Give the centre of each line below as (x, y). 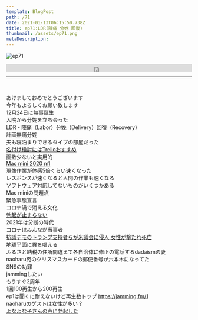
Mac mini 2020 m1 (28, 164)
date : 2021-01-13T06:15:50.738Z (46, 22)
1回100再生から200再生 (34, 289)
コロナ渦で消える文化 (32, 207)
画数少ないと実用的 (29, 157)
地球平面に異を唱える (32, 244)
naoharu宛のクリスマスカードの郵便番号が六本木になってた (78, 259)
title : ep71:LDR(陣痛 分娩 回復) (44, 28)
